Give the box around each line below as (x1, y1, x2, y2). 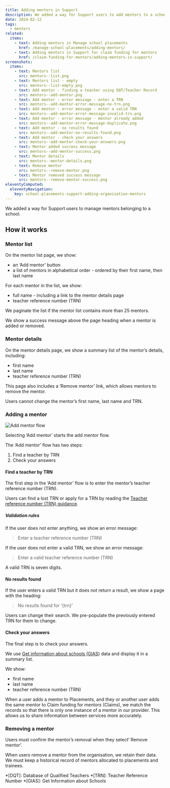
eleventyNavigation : (10, 187, 53, 192)
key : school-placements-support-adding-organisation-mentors (14, 191, 146, 196)
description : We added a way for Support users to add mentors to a (5, 12, 153, 17)
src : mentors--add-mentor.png (18, 92, 82, 97)
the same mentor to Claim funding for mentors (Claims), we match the (5, 701, 151, 708)
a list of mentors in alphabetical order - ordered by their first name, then (12, 267, 163, 273)
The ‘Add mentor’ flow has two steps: (5, 442, 83, 448)
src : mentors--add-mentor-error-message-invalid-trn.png (18, 111, 142, 117)
